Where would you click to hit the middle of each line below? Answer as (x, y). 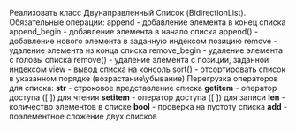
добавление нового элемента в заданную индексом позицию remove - (143, 41)
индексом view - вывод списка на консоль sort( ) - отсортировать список (148, 69)
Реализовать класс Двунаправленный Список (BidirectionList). (128, 13)
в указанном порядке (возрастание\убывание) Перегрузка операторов (144, 78)
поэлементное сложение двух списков (83, 116)
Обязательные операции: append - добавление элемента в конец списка (148, 22)
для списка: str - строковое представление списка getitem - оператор (143, 88)
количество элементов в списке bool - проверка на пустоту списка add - (148, 107)
